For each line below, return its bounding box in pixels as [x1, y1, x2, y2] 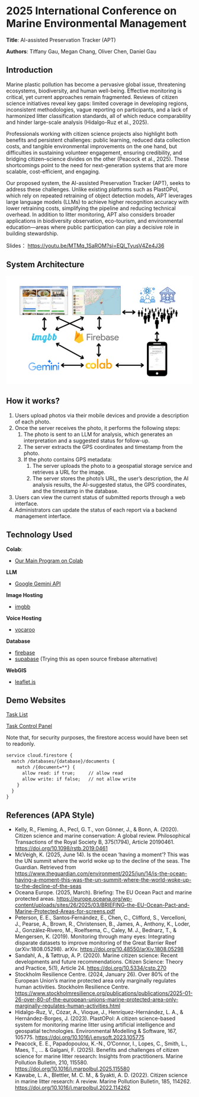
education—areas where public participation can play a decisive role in [6, 224, 179, 231]
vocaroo [14, 626, 36, 633]
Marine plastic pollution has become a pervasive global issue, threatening [6, 81, 186, 88]
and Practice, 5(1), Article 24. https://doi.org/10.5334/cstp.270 [14, 965, 167, 972]
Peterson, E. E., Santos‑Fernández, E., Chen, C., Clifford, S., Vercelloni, [14, 914, 187, 921]
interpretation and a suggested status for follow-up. [23, 437, 150, 444]
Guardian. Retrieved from [14, 864, 76, 871]
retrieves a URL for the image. [32, 468, 105, 476]
